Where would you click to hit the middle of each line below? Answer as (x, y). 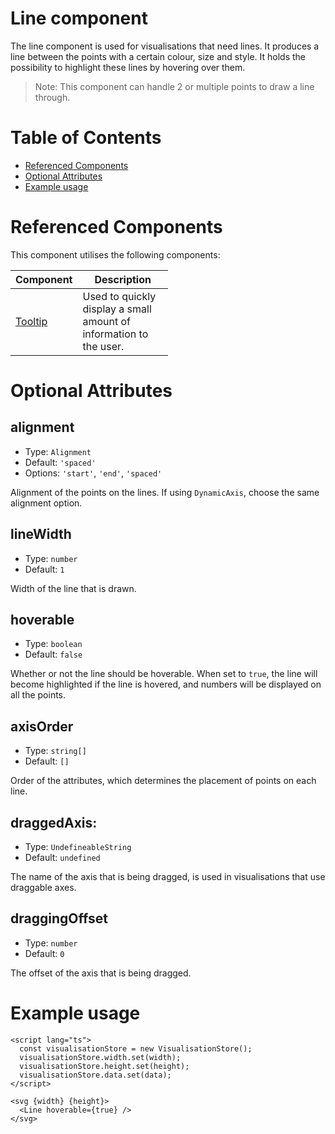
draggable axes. (43, 888)
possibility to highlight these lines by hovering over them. (128, 67)
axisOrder (42, 726)
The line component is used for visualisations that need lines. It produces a (165, 46)
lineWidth (41, 534)
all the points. (38, 695)
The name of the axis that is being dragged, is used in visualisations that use (168, 877)
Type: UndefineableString (78, 847)
